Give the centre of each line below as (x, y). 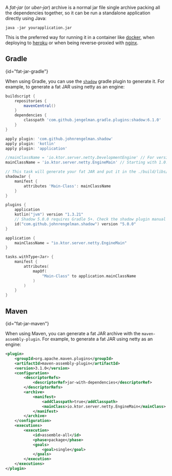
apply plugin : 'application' (36, 149)
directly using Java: (26, 18)
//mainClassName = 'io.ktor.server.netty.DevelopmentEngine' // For (80, 158)
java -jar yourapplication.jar (39, 28)
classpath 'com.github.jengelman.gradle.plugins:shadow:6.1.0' (92, 120)
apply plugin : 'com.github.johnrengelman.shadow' (59, 139)
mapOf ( (40, 271)
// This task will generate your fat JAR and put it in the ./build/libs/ (87, 172)
